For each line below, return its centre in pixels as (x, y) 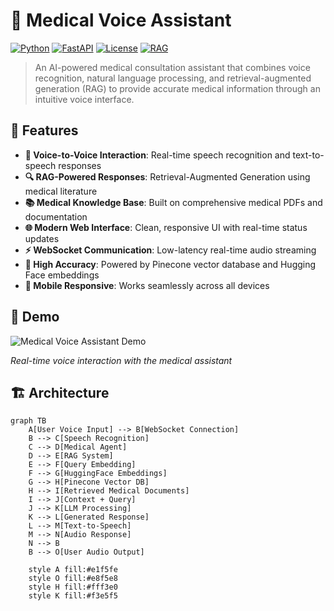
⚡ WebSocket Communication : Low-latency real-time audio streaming (170, 250)
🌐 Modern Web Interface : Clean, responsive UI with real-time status (166, 227)
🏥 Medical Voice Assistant (121, 20)
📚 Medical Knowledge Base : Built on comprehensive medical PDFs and (173, 202)
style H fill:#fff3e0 (73, 587)
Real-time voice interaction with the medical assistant (121, 360)
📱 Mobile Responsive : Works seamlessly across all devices (147, 285)
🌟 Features (44, 130)
